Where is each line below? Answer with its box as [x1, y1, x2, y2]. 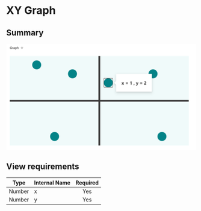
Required [75, 179, 99, 186]
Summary [6, 28, 44, 38]
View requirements [6, 161, 79, 171]
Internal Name [34, 179, 71, 186]
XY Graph [6, 4, 56, 17]
